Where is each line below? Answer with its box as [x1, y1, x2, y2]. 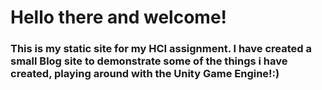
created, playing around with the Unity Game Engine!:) [10, 67, 280, 81]
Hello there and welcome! [10, 6, 228, 29]
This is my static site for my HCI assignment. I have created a [10, 42, 313, 56]
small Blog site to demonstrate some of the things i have [10, 54, 288, 68]
